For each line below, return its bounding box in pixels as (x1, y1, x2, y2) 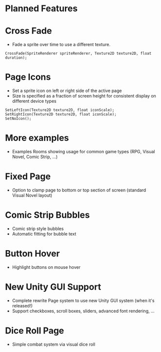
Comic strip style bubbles (12, 226, 64, 232)
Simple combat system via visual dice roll (12, 341, 96, 347)
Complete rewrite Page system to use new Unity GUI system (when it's (12, 297, 155, 304)
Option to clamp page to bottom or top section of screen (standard (12, 187, 146, 193)
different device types (12, 98, 57, 104)
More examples (5, 133, 69, 143)
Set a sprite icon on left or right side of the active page (12, 88, 122, 94)
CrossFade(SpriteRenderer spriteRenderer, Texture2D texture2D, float (5, 51, 152, 56)
